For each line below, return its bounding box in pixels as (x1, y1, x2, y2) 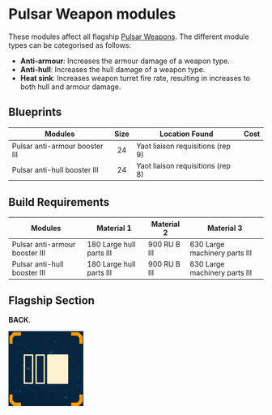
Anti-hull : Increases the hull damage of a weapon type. (19, 64, 206, 74)
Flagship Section (8, 293, 96, 307)
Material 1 (96, 224, 132, 233)
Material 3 (207, 224, 243, 233)
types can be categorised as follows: (8, 40, 132, 49)
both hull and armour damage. (19, 82, 121, 92)
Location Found (159, 129, 214, 139)
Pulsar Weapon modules (8, 5, 176, 24)
